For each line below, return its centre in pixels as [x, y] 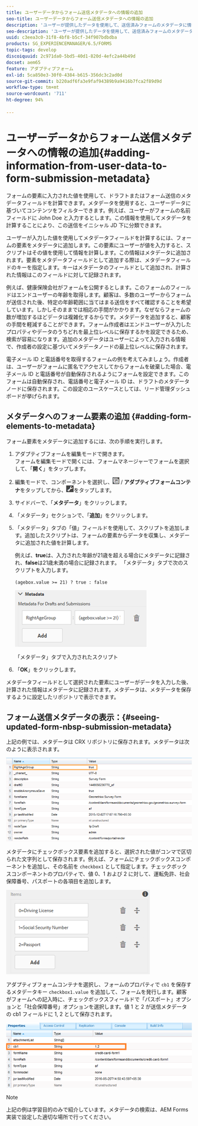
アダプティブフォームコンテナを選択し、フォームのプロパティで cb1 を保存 [96, 985]
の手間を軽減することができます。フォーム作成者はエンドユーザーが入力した [99, 324]
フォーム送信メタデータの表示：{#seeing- [83, 717]
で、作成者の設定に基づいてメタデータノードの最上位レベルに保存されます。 [99, 346]
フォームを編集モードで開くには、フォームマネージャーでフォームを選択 [102, 461]
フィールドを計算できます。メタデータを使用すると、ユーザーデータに [106, 203]
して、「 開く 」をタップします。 [52, 468]
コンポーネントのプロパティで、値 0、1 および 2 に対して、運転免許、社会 [100, 874]
